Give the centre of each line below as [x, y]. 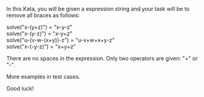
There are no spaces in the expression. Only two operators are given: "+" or [102, 58]
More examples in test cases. [43, 77]
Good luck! [20, 88]
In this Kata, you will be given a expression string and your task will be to [98, 9]
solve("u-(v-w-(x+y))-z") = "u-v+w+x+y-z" [61, 40]
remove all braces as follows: [43, 15]
